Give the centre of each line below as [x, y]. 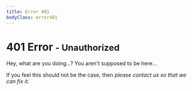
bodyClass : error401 [32, 17]
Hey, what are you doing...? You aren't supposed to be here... [82, 63]
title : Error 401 [28, 12]
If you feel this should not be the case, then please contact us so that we [96, 75]
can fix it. [18, 81]
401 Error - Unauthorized [63, 47]
